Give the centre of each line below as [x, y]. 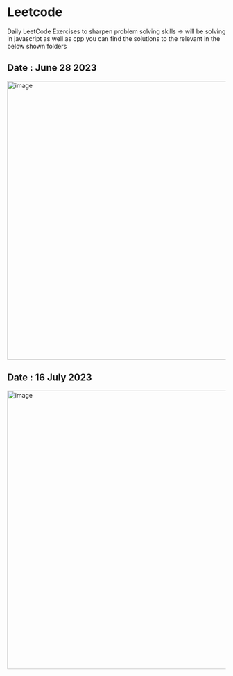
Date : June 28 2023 [52, 68]
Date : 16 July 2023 [50, 378]
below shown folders [37, 46]
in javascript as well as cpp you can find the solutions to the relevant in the [114, 38]
